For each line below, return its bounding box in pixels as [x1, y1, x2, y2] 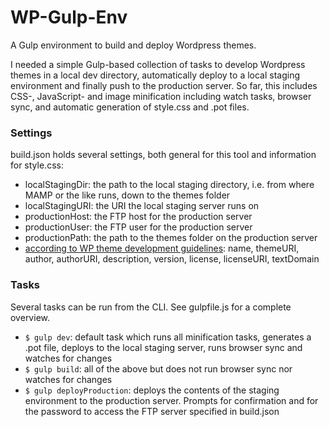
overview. [10, 311, 50, 323]
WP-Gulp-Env [10, 6, 128, 29]
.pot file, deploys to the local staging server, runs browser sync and [24, 341, 303, 353]
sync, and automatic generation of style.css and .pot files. [10, 101, 250, 113]
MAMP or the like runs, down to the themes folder [24, 189, 231, 201]
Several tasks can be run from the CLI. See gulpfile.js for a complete [10, 301, 292, 313]
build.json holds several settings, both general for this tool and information [10, 149, 317, 161]
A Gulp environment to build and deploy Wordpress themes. [10, 39, 257, 51]
